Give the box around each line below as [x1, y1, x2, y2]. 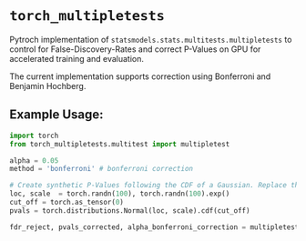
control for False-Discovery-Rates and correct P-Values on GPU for [9, 44, 261, 55]
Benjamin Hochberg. [9, 80, 87, 91]
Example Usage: [9, 107, 104, 123]
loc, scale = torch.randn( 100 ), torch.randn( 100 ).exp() [9, 189, 230, 198]
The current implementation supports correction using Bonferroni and [9, 71, 271, 82]
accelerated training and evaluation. [9, 53, 144, 64]
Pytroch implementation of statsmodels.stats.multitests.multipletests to [9, 34, 292, 45]
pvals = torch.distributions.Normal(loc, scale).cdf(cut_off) [9, 206, 250, 216]
